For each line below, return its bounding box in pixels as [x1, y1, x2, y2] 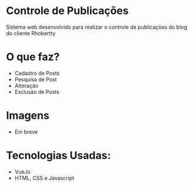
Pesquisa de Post [14, 76, 57, 83]
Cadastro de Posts [14, 69, 60, 77]
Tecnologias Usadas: [6, 149, 111, 162]
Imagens [6, 109, 50, 123]
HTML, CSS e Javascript [14, 174, 75, 181]
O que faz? [6, 50, 60, 64]
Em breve [14, 128, 38, 135]
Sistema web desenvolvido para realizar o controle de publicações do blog [6, 23, 187, 30]
